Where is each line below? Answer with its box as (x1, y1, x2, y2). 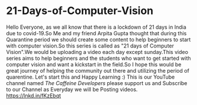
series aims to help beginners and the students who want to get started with (6, 55, 191, 62)
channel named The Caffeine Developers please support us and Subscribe (6, 79, 188, 86)
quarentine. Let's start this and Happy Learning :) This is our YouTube (6, 73, 175, 80)
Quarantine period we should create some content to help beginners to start (6, 36, 191, 43)
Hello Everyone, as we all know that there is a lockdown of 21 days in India (6, 23, 187, 31)
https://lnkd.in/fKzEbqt (6, 92, 61, 99)
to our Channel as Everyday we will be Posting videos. (6, 86, 138, 93)
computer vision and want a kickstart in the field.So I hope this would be (6, 60, 182, 68)
